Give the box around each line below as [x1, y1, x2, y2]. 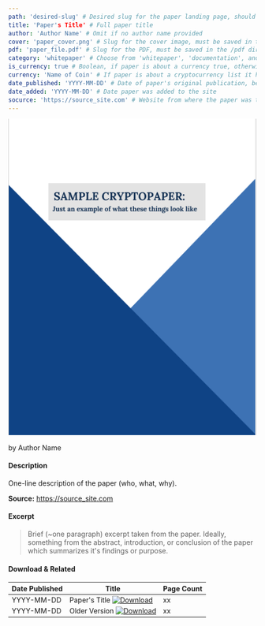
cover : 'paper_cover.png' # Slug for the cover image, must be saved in [8, 38, 252, 46]
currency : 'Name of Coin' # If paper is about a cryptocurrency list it [8, 71, 252, 79]
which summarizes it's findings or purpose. [27, 546, 168, 556]
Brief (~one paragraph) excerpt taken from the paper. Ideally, [27, 529, 226, 539]
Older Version [69, 606, 114, 616]
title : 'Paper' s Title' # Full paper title [8, 20, 154, 29]
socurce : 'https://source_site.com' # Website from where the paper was [8, 95, 252, 104]
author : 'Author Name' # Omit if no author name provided [8, 29, 203, 37]
